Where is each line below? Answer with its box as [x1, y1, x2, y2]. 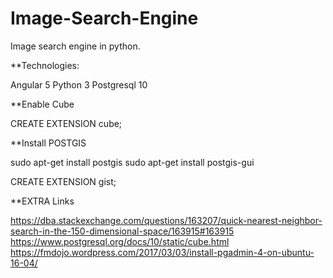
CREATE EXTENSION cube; [10, 117, 123, 129]
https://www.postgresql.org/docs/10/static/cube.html [10, 235, 230, 247]
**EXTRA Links [10, 195, 75, 207]
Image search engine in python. [10, 40, 141, 52]
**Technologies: [10, 59, 80, 71]
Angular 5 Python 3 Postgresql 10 [10, 78, 148, 91]
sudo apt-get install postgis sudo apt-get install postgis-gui [10, 156, 255, 168]
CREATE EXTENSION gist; [10, 175, 117, 187]
